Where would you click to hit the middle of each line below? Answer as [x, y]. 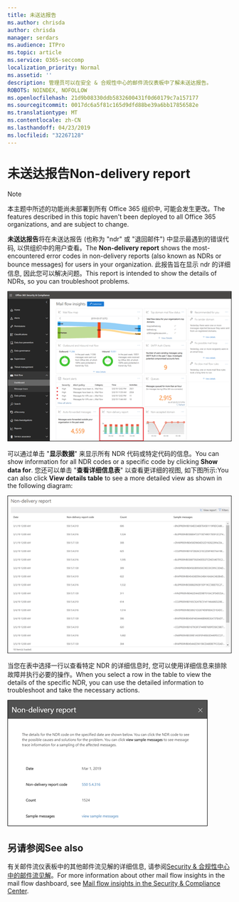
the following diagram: [40, 486]
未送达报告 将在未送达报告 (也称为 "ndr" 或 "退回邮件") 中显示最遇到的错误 [115, 239]
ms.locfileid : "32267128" [46, 135]
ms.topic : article [34, 53]
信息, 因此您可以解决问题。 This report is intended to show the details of [112, 273]
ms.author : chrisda [36, 22]
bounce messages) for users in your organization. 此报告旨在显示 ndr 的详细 [119, 264]
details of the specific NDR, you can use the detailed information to [106, 683]
